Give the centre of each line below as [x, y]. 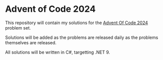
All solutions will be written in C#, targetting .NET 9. [58, 52]
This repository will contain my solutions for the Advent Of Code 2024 [77, 23]
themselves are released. [31, 42]
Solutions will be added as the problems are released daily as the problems [82, 37]
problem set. [18, 28]
